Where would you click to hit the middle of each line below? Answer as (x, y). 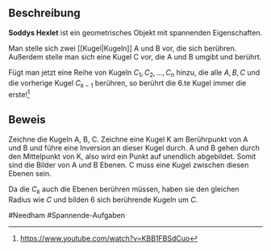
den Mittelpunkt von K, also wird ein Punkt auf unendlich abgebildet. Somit (132, 156)
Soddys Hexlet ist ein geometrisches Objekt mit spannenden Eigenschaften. (135, 32)
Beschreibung (44, 13)
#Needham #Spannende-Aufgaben (67, 215)
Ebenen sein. (30, 173)
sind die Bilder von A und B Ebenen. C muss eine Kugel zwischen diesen (129, 165)
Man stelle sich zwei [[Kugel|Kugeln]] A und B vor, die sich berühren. (123, 48)
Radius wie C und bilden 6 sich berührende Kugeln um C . (103, 200)
